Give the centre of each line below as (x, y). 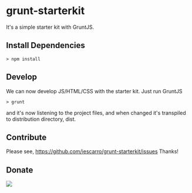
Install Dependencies (46, 45)
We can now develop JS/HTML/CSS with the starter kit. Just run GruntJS (95, 91)
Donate (20, 170)
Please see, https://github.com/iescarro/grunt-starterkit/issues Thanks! (92, 151)
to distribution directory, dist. (41, 119)
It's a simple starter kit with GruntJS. (50, 27)
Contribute (26, 137)
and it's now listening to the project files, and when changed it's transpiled (96, 113)
